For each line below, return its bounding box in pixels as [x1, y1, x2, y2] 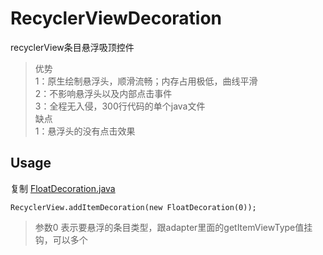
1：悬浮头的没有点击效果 [34, 125, 136, 137]
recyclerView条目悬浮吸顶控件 [10, 41, 135, 53]
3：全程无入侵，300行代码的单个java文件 [34, 100, 206, 112]
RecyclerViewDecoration [10, 7, 223, 30]
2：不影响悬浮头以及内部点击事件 [34, 87, 173, 99]
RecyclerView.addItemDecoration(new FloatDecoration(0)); [10, 202, 257, 212]
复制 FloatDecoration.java [10, 182, 116, 194]
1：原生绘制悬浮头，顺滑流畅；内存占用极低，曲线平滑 [34, 75, 258, 87]
